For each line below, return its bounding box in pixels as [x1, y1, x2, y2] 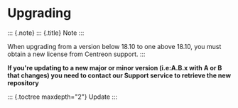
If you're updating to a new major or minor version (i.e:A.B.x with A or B [7, 63, 222, 72]
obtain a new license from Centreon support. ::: [7, 50, 146, 58]
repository [7, 78, 39, 87]
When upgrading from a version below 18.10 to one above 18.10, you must [7, 42, 222, 50]
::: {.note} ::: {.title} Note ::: [7, 28, 85, 37]
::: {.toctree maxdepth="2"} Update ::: [7, 92, 118, 101]
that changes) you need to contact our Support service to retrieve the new [7, 71, 232, 80]
